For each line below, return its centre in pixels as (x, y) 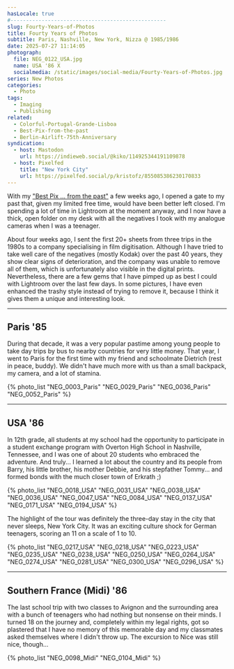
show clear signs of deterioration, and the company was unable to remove (114, 261)
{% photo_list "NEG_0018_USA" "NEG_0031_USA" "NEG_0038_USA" (104, 490)
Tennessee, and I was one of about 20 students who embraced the (103, 455)
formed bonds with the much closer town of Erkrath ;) (84, 477)
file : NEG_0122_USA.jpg (48, 59)
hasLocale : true (31, 14)
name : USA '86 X (37, 66)
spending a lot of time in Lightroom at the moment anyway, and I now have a (117, 211)
